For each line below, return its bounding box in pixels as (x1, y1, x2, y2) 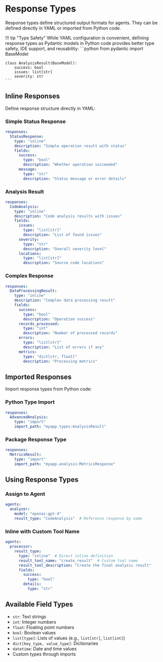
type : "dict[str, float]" (23, 354, 78, 359)
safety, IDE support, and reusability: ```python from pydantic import (5, 45, 143, 51)
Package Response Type (5, 436, 67, 443)
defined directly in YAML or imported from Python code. (5, 25, 121, 31)
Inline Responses (5, 92, 60, 101)
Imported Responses (5, 372, 72, 381)
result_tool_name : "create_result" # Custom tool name (18, 558, 138, 563)
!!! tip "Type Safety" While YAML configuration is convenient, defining (5, 35, 149, 41)
